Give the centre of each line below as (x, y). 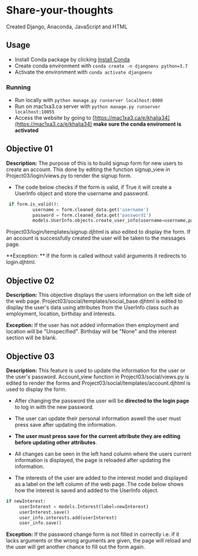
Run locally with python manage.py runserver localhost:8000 (89, 100)
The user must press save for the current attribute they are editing (98, 436)
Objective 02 (30, 281)
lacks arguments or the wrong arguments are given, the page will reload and (99, 541)
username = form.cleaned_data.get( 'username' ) (90, 210)
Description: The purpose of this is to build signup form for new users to (95, 163)
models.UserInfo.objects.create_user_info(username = (98, 221)
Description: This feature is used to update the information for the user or (96, 370)
